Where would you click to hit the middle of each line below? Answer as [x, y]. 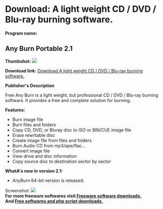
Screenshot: [17, 190]
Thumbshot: [18, 61]
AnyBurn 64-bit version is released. [48, 180]
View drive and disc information [45, 156]
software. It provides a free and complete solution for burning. [68, 100]
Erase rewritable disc [33, 135]
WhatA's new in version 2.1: [34, 171]
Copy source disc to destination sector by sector [62, 161]
